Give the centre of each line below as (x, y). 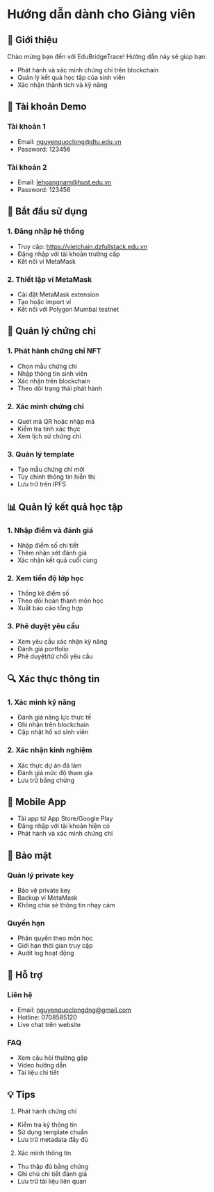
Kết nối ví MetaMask (47, 261)
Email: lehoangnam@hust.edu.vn (64, 182)
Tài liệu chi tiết (38, 1073)
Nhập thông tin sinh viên (52, 373)
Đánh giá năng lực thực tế (54, 717)
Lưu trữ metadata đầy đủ (52, 1140)
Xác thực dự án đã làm (49, 765)
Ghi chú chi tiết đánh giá (52, 1174)
